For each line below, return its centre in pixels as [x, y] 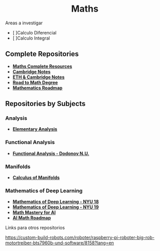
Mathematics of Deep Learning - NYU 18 [56, 202]
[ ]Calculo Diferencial [34, 32]
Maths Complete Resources [42, 66]
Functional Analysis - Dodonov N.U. [51, 153]
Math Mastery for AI [34, 212]
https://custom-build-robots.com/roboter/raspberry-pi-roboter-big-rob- [80, 238]
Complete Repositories [42, 54]
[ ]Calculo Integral [31, 38]
